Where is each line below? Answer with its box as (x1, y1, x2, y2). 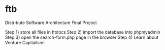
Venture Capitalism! (5, 39, 45, 45)
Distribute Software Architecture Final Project (5, 20, 97, 25)
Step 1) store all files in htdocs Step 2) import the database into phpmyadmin (5, 29, 161, 35)
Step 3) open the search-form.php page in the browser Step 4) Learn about (5, 34, 159, 40)
